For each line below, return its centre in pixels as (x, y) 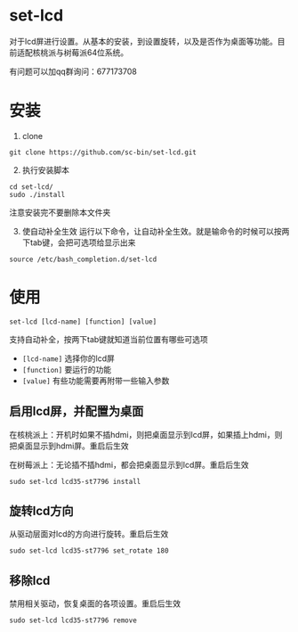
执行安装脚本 (45, 169)
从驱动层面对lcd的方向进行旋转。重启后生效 (89, 534)
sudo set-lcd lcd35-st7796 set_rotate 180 (89, 551)
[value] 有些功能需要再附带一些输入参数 (96, 381)
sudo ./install (37, 194)
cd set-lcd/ (31, 187)
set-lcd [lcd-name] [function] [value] (83, 322)
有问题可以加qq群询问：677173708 (73, 71)
